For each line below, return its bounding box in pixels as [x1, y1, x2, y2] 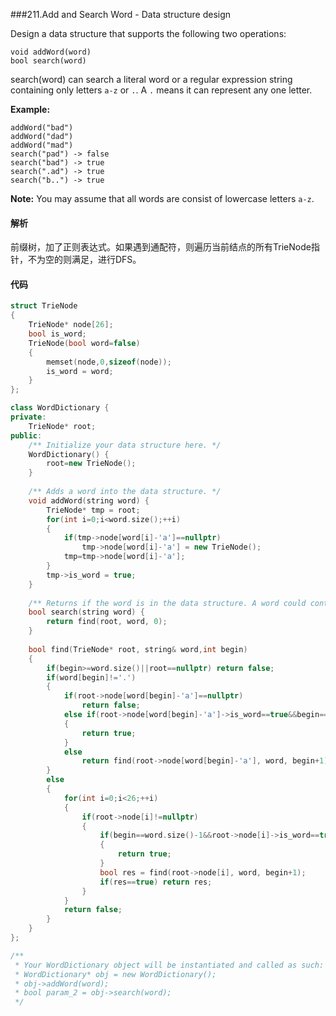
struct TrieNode [10, 301, 78, 311]
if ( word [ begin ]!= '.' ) [46, 672, 137, 683]
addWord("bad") [10, 123, 74, 133]
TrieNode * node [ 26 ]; [28, 320, 114, 330]
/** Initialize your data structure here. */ [28, 440, 222, 450]
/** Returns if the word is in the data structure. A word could [28, 598, 307, 608]
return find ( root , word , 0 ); [46, 617, 168, 627]
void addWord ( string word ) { [28, 495, 150, 506]
